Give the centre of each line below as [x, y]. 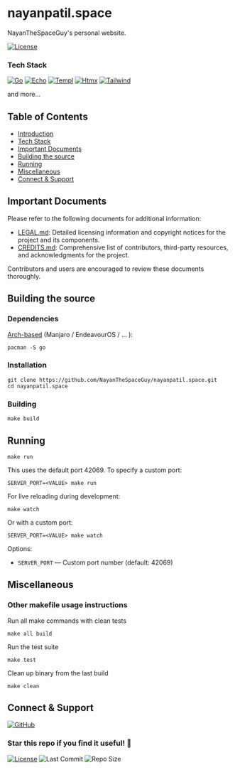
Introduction [35, 134]
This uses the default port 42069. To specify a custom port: [95, 470]
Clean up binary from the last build [58, 673]
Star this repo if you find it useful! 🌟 [70, 743]
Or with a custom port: [40, 522]
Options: [20, 548]
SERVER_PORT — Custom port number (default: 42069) [95, 562]
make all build [30, 633]
